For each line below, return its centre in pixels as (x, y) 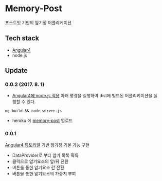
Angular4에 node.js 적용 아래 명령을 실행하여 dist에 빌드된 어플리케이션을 (82, 96)
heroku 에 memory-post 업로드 (42, 121)
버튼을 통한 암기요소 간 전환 (38, 167)
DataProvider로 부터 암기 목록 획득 (45, 155)
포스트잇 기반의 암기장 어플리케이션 (38, 22)
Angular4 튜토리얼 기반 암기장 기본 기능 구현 (47, 145)
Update (17, 70)
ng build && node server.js (34, 111)
